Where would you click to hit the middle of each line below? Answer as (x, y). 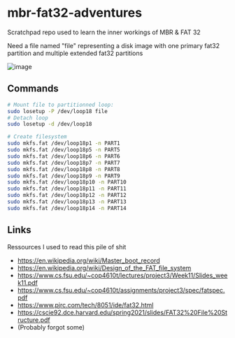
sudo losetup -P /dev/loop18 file (58, 111)
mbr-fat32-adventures (74, 13)
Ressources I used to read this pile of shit (67, 247)
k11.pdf (28, 282)
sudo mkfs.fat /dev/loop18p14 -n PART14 (67, 208)
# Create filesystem (37, 137)
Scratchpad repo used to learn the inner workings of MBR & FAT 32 (104, 32)
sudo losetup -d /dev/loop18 (50, 124)
